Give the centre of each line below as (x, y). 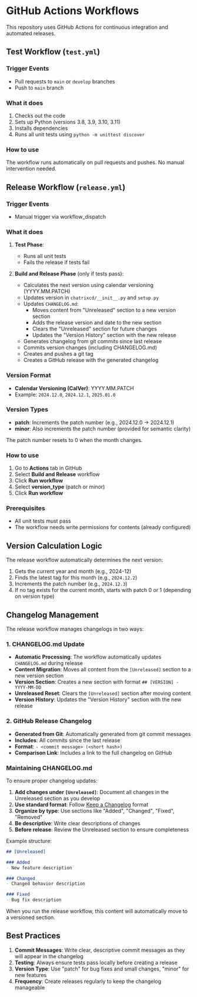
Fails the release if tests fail (56, 262)
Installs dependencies (41, 128)
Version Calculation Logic (54, 546)
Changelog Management (52, 615)
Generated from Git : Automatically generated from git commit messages (103, 734)
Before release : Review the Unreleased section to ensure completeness (102, 829)
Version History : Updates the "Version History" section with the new (98, 700)
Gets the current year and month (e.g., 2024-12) (73, 571)
